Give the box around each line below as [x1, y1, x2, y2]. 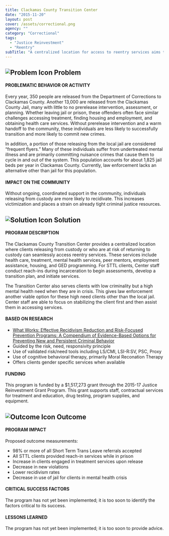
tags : [5, 36, 17, 41]
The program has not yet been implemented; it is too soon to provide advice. [5, 525, 164, 531]
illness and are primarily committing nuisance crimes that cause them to [5, 152, 154, 158]
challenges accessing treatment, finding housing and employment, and [5, 115, 152, 121]
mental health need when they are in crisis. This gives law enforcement [5, 288, 153, 294]
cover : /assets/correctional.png [5, 21, 75, 27]
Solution [53, 215, 81, 224]
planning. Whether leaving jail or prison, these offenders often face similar [5, 109, 159, 116]
